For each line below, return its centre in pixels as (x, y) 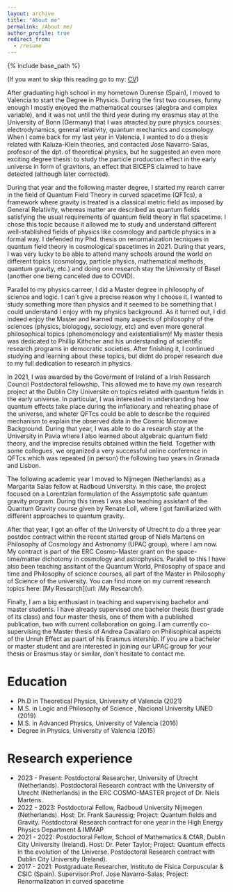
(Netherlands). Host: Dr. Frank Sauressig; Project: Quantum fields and (117, 815)
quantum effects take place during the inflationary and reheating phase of (113, 406)
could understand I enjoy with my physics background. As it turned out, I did (116, 311)
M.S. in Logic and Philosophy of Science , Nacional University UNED (115, 708)
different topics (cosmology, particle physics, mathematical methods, (106, 261)
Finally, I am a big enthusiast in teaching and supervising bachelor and (108, 602)
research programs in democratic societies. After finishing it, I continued (111, 349)
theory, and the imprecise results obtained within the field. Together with (111, 443)
